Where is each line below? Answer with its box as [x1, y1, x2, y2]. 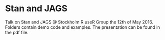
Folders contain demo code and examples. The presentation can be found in [5, 24, 160, 30]
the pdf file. [5, 29, 29, 35]
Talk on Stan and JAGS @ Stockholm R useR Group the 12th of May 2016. [5, 19, 154, 25]
